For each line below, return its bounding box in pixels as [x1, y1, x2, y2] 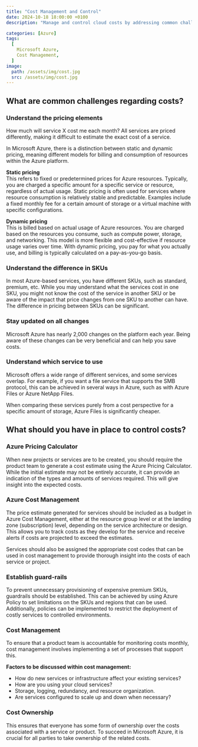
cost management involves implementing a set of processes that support [6, 646, 184, 653]
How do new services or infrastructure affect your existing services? [14, 675, 181, 682]
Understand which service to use [6, 358, 103, 366]
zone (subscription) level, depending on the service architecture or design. [6, 522, 188, 529]
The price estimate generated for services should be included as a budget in [6, 509, 192, 516]
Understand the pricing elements [6, 113, 103, 122]
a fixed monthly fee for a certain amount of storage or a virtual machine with [6, 200, 192, 207]
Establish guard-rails [6, 573, 68, 581]
